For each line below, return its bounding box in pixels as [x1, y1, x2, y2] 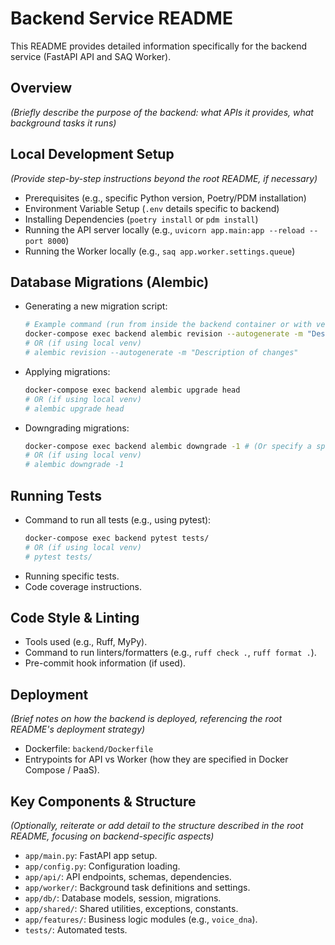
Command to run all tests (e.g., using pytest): [24, 513, 212, 526]
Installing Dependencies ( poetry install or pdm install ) [24, 213, 259, 225]
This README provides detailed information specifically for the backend [10, 40, 307, 52]
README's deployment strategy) [10, 723, 146, 736]
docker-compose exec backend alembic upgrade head [24, 385, 241, 395]
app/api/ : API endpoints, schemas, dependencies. [24, 871, 232, 882]
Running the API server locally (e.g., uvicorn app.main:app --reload [24, 223, 305, 236]
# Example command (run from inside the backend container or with [24, 320, 312, 330]
